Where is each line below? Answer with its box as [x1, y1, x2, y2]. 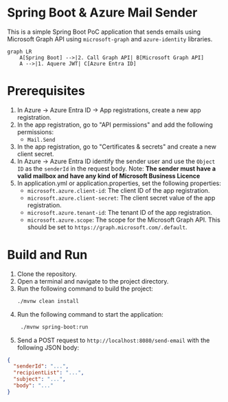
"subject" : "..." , [13, 376, 67, 383]
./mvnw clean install [16, 297, 79, 304]
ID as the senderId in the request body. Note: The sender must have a [16, 164, 216, 173]
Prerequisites [7, 83, 86, 99]
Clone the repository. [16, 270, 77, 278]
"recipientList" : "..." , [13, 370, 84, 377]
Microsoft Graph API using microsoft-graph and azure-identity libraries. [7, 34, 213, 43]
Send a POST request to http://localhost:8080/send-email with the [16, 336, 210, 344]
